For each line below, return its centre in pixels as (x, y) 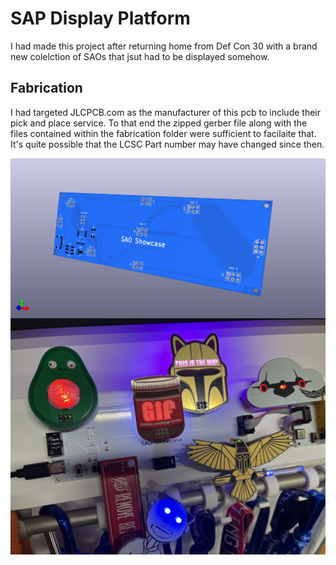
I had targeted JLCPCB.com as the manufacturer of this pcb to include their (165, 112)
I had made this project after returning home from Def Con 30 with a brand (164, 46)
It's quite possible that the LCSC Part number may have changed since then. (167, 144)
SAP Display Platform (100, 18)
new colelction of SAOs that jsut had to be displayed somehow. (140, 56)
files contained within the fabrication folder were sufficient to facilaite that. (163, 133)
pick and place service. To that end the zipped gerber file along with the (159, 123)
